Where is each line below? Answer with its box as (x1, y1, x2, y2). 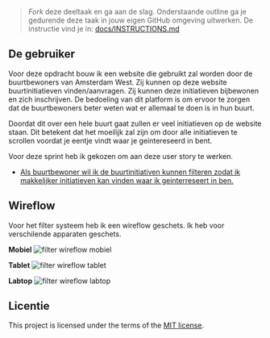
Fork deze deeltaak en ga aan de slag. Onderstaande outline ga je (27, 7, 247, 16)
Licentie (8, 299, 50, 313)
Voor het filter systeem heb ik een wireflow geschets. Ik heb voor (8, 220, 225, 230)
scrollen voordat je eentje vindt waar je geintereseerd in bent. (8, 136, 213, 145)
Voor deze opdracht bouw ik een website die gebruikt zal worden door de (8, 69, 253, 78)
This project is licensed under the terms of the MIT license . (8, 320, 204, 330)
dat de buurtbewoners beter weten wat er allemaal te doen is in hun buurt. (8, 102, 255, 112)
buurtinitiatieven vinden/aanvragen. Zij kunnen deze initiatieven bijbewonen (8, 86, 260, 95)
